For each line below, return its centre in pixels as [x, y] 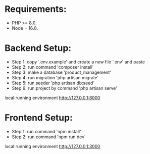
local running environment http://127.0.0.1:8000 [52, 98]
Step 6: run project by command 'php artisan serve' [64, 88]
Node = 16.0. [25, 28]
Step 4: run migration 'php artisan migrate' [55, 77]
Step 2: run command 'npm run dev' [49, 137]
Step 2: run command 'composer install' [52, 67]
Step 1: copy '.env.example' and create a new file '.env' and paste [78, 62]
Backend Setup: [38, 48]
